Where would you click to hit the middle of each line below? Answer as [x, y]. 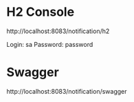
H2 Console [41, 12]
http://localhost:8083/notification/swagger [67, 91]
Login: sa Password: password [50, 44]
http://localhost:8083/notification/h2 [58, 31]
